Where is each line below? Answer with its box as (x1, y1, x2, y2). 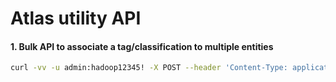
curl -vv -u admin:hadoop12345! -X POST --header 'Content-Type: (10, 63, 288, 73)
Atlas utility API (10, 7, 142, 30)
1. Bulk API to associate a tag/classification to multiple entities (10, 40, 274, 52)
